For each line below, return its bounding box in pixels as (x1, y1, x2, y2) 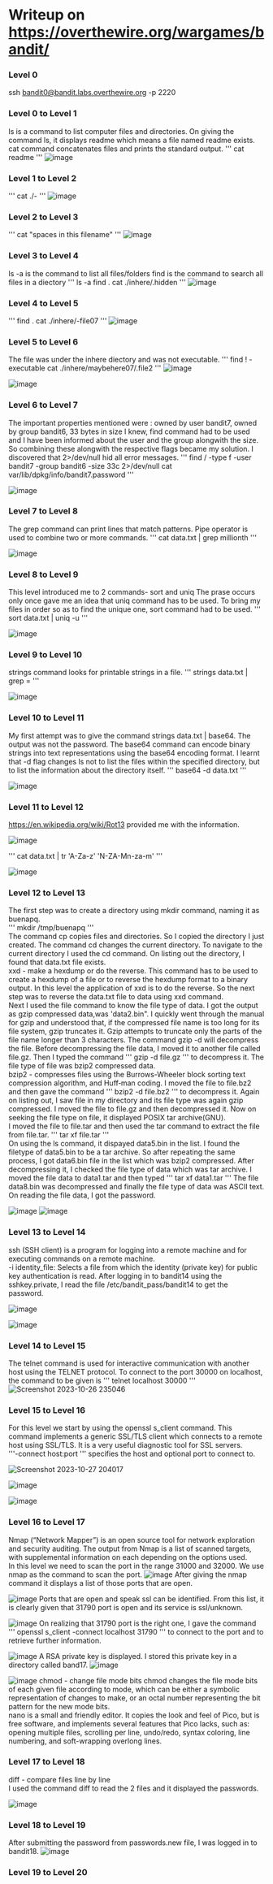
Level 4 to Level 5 (8, 297, 79, 309)
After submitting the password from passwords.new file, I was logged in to (8, 1838, 258, 1847)
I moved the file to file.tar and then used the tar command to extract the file (8, 1121, 260, 1131)
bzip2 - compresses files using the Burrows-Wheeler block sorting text (8, 1070, 246, 1080)
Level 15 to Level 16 (8, 1404, 86, 1415)
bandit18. (8, 1847, 39, 1856)
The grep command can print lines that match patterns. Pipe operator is (8, 524, 249, 534)
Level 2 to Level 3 (8, 211, 79, 223)
